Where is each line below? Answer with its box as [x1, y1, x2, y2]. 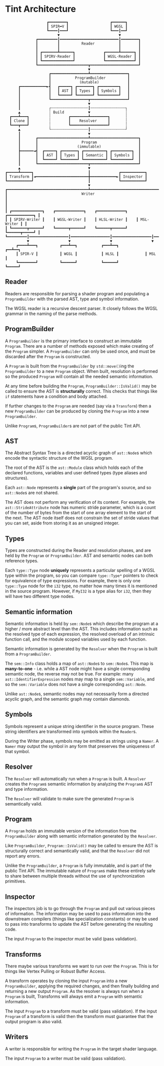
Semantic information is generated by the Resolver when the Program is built [5, 646, 158, 651]
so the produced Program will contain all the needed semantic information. [5, 373, 153, 379]
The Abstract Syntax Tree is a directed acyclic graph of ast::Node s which [5, 450, 152, 456]
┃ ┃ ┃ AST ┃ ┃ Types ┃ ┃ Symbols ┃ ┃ [18, 88, 130, 93]
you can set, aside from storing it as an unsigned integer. [5, 520, 120, 526]
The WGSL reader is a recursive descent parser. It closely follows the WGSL [5, 305, 158, 311]
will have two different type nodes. [5, 594, 75, 599]
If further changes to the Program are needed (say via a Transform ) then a [5, 403, 151, 409]
